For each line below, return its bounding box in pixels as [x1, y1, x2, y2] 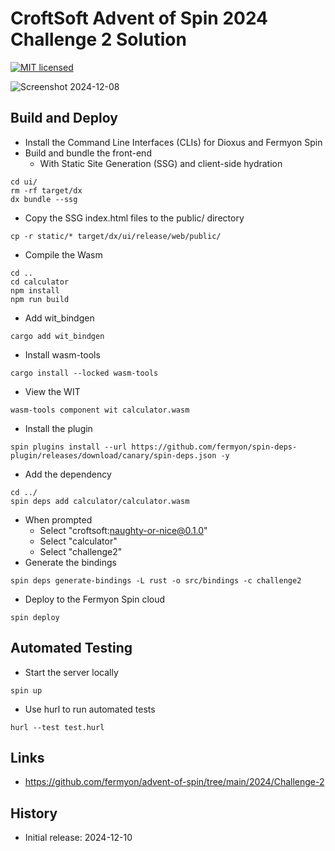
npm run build [10, 294, 70, 304]
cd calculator [10, 277, 70, 287]
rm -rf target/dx [10, 185, 83, 196]
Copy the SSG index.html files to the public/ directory [24, 212, 245, 224]
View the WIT [24, 385, 81, 397]
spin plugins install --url [10, 442, 128, 452]
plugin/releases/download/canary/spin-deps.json [10, 450, 217, 461]
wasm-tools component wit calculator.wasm [10, 405, 190, 415]
